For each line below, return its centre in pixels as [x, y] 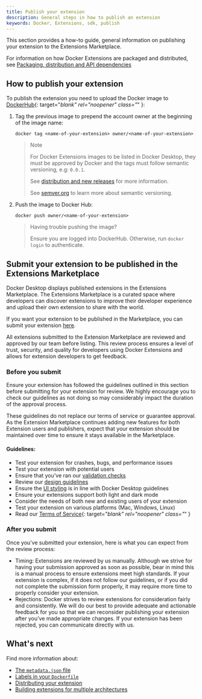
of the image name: [39, 123]
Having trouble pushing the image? [74, 227]
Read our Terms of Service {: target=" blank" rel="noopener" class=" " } [103, 514]
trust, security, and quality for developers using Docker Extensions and [94, 350]
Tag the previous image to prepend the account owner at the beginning [103, 116]
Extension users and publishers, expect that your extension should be [93, 429]
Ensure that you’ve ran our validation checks [70, 475]
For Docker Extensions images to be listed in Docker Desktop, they [113, 157]
